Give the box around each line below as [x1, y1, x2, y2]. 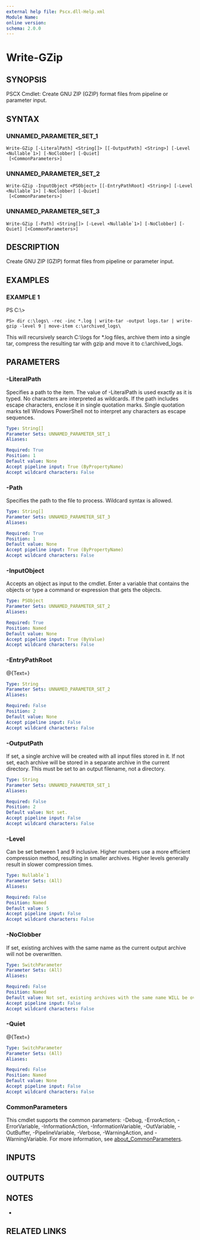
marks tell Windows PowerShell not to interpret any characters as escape [6, 407, 186, 414]
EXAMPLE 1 [6, 293, 40, 301]
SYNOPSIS [6, 74, 47, 85]
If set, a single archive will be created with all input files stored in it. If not [6, 752, 185, 760]
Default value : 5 [6, 905, 49, 911]
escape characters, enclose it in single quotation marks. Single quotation [6, 401, 185, 408]
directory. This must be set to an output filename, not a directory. [6, 765, 165, 772]
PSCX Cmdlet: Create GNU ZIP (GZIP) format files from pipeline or [6, 90, 168, 98]
